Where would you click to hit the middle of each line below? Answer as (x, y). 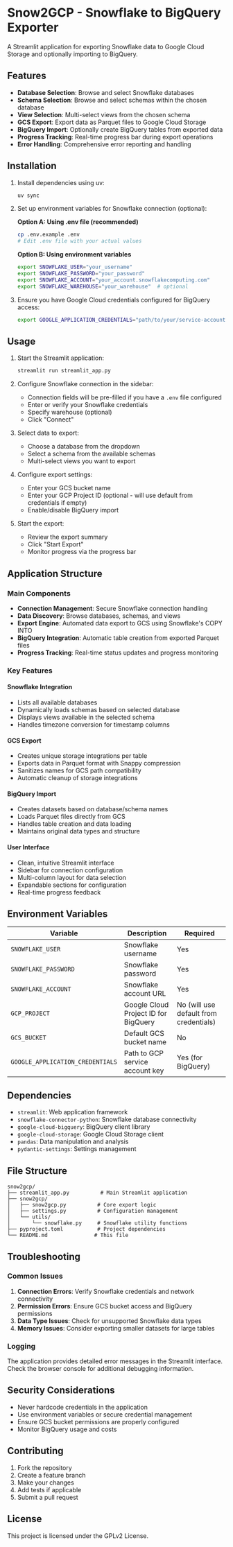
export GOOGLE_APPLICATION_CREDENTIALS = (76, 320)
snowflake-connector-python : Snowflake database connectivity (107, 1120)
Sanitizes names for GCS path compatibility (79, 770)
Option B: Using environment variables (74, 254)
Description (147, 933)
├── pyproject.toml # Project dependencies (87, 1229)
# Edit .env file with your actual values (79, 241)
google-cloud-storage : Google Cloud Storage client (90, 1134)
